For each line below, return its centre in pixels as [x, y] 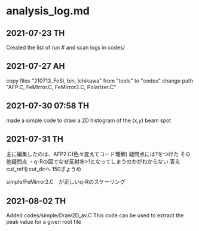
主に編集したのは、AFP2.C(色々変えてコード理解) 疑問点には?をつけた [93, 154]
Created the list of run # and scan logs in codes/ [66, 47]
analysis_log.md [48, 11]
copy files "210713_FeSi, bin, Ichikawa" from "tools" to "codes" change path [99, 80]
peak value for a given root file [44, 222]
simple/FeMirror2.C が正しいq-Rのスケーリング [66, 182]
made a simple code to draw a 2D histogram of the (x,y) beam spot [89, 120]
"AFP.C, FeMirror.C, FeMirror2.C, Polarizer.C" [61, 87]
